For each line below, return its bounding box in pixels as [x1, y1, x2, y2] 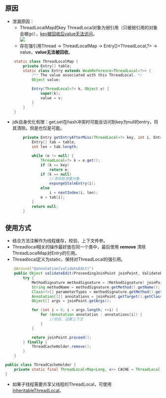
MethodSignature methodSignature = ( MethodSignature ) [31, 280, 145, 285]
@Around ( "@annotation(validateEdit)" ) [14, 266, 94, 271]
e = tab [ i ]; [40, 195, 65, 199]
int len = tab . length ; [31, 144, 79, 149]
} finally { [23, 339, 48, 344]
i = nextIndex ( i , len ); [49, 190, 98, 196]
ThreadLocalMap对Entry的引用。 [12, 250, 80, 256]
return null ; [31, 204, 58, 209]
